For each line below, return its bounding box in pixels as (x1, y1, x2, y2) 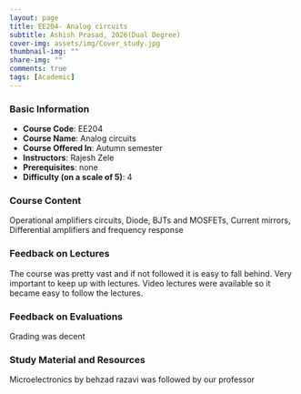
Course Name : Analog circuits (22, 133, 136, 144)
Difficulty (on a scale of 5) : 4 (22, 172, 133, 183)
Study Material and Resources (9, 353, 145, 366)
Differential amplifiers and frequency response (9, 225, 184, 236)
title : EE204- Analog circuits (9, 22, 128, 31)
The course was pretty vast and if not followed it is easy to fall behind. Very (9, 268, 293, 278)
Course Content (9, 194, 82, 207)
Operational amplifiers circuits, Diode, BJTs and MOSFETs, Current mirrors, (9, 215, 291, 226)
